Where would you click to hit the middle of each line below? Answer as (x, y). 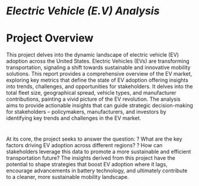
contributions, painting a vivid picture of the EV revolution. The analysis (94, 99)
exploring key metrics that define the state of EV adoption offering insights (97, 80)
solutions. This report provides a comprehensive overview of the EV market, (99, 74)
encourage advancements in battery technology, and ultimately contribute (97, 170)
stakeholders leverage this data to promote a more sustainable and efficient (99, 152)
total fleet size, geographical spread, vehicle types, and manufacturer (91, 93)
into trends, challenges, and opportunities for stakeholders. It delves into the (99, 86)
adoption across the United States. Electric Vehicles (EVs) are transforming (98, 61)
